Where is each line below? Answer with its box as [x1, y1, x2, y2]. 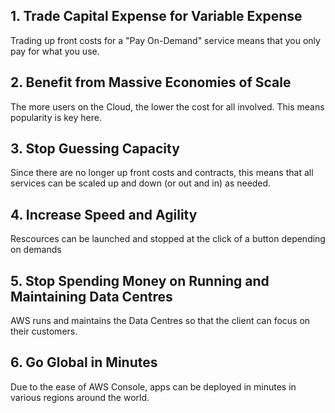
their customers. [10, 325, 78, 338]
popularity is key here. [10, 111, 102, 123]
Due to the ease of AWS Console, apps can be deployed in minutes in [10, 380, 297, 393]
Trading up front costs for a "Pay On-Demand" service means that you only [10, 34, 321, 46]
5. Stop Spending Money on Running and [10, 272, 270, 289]
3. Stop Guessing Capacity [10, 140, 180, 158]
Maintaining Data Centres [10, 288, 173, 305]
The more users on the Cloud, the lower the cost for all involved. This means [10, 100, 325, 113]
